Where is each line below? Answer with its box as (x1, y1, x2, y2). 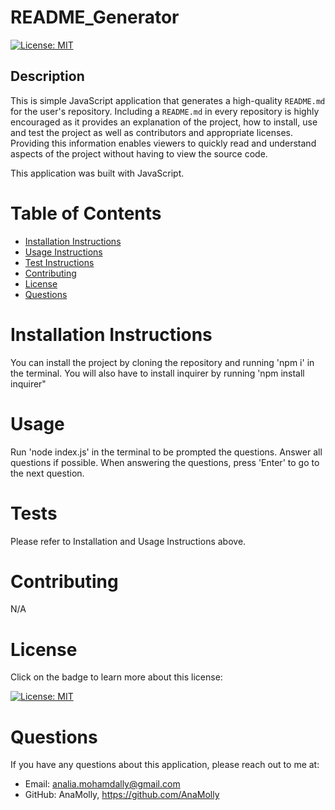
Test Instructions (24, 256, 95, 268)
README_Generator (10, 6, 180, 29)
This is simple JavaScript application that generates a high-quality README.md (10, 94, 326, 106)
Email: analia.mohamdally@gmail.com (24, 778, 181, 790)
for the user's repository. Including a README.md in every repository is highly (10, 105, 320, 117)
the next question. (10, 467, 85, 479)
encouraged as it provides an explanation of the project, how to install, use (10, 116, 318, 128)
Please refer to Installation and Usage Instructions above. (10, 535, 247, 547)
